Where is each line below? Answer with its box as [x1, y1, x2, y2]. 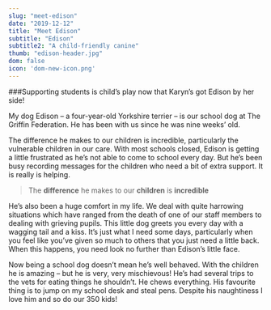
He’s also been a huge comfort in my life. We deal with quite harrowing [8, 201, 244, 210]
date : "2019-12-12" [8, 19, 74, 28]
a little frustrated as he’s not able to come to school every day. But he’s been [8, 152, 263, 162]
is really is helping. [8, 169, 70, 179]
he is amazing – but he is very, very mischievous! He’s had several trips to [8, 268, 254, 278]
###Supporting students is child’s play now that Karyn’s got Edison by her [8, 87, 255, 96]
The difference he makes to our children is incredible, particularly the [8, 135, 239, 145]
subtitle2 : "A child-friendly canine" [8, 42, 139, 50]
